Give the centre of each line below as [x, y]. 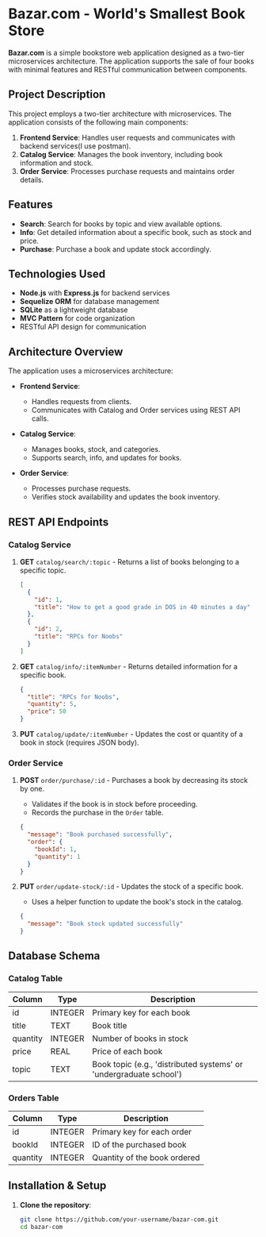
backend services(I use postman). [75, 146]
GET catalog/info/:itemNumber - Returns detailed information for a [129, 666]
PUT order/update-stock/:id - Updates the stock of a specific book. [131, 887]
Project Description [57, 95]
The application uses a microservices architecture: [91, 371]
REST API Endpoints [59, 522]
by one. [32, 789]
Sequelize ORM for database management [89, 302]
